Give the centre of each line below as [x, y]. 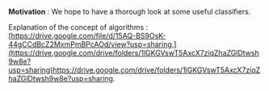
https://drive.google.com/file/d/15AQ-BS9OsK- [88, 36]
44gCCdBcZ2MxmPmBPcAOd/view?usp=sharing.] [92, 44]
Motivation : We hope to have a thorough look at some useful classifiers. [130, 12]
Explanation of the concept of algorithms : [78, 27]
